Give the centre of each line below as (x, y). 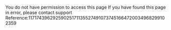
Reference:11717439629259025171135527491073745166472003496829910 (85, 18)
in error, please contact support (39, 12)
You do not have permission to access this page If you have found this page (85, 7)
